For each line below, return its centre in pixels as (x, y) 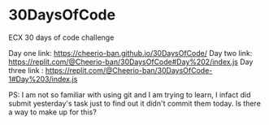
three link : (26, 70)
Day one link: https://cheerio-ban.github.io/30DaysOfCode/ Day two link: (130, 53)
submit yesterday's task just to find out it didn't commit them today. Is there (135, 103)
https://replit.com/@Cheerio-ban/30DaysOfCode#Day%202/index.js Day (131, 62)
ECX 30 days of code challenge (61, 37)
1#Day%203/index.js (43, 79)
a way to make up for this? (53, 112)
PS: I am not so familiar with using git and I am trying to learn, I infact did (130, 94)
